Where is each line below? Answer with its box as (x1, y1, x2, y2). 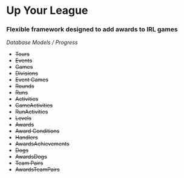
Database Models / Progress (6, 39, 78, 46)
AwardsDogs (15, 153, 47, 161)
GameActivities (15, 102, 53, 109)
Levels (15, 115, 32, 122)
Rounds (15, 83, 34, 90)
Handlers (15, 134, 38, 141)
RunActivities (15, 108, 48, 115)
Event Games (15, 76, 48, 83)
